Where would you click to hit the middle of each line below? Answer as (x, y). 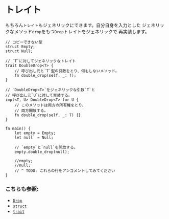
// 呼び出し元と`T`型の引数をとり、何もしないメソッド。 (67, 71)
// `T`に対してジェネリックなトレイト (41, 61)
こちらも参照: (22, 189)
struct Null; (19, 51)
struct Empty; (20, 47)
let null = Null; (34, 137)
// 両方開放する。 (31, 111)
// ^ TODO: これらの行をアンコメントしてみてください (65, 171)
